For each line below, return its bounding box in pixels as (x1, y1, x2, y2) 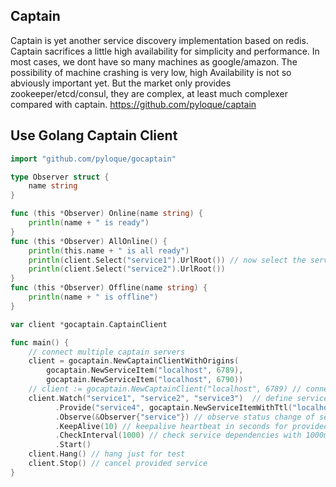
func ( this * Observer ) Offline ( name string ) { (10, 283, 208, 293)
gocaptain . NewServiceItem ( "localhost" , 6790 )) (46, 375, 244, 385)
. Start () (54, 440, 92, 450)
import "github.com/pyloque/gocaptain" (10, 154, 177, 164)
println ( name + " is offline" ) (28, 292, 159, 302)
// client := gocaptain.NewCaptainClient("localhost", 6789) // (28, 384, 302, 394)
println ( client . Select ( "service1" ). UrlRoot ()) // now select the (28, 255, 307, 265)
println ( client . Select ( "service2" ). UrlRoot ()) (28, 264, 226, 274)
